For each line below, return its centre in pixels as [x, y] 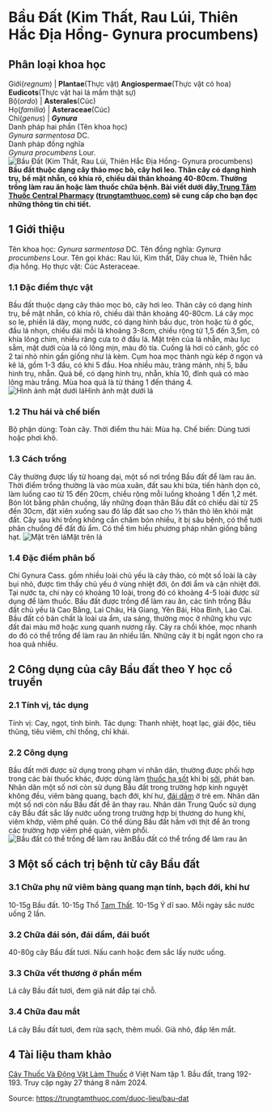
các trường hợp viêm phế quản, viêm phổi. [79, 830]
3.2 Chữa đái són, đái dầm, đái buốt [79, 935]
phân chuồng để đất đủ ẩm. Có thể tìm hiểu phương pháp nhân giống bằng [133, 528]
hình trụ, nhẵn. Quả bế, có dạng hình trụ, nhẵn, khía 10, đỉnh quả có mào [129, 374]
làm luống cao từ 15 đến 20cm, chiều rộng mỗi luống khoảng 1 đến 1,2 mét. [133, 494]
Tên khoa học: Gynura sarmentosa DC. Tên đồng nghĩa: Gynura [114, 249]
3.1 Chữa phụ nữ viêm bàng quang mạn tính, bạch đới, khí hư [129, 888]
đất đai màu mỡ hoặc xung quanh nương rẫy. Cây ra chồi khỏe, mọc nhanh [133, 627]
